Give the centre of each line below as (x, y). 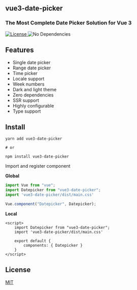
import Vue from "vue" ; (30, 186)
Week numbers (28, 84)
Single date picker (31, 62)
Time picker (25, 73)
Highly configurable (33, 106)
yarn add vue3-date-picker (34, 139)
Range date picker (32, 68)
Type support (27, 111)
